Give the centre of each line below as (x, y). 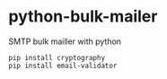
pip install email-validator (63, 66)
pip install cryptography (57, 57)
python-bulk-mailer (83, 17)
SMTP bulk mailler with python (65, 41)
